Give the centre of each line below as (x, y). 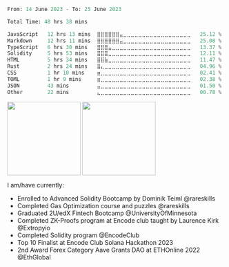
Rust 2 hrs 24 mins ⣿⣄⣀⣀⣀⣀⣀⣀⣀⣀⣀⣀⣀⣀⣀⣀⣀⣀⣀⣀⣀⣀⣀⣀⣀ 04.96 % (114, 66)
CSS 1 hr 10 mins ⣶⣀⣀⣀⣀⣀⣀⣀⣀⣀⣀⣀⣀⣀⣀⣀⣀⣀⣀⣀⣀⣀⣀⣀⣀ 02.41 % (114, 73)
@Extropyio (33, 228)
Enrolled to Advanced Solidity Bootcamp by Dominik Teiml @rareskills (116, 198)
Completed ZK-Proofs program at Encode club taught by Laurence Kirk (118, 220)
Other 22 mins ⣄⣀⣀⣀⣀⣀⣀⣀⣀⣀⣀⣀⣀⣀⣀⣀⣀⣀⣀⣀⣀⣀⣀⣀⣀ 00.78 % (114, 92)
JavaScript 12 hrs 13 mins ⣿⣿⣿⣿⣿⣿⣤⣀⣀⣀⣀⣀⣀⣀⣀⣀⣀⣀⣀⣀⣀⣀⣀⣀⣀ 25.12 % (114, 34)
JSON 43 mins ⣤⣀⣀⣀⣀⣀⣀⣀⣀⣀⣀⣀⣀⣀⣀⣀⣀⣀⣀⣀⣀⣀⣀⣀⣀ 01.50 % (114, 86)
